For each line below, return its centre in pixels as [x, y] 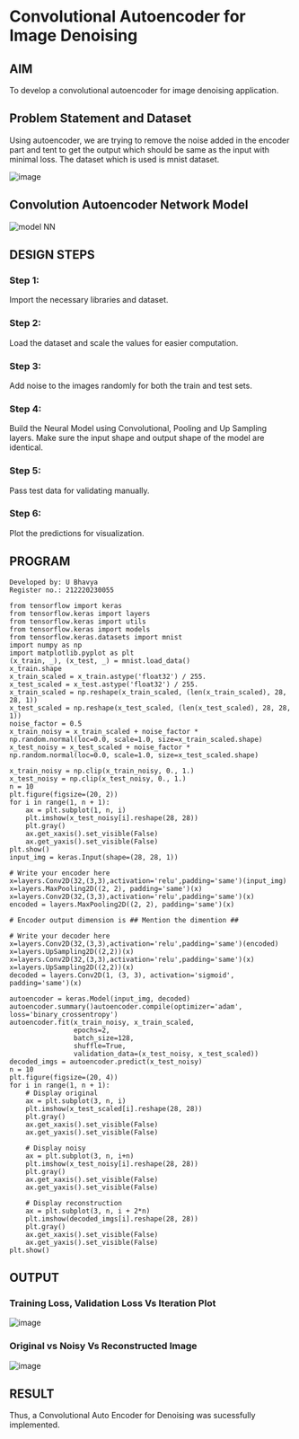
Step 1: [24, 280]
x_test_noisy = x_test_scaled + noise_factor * [100, 747]
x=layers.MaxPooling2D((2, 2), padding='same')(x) [106, 888]
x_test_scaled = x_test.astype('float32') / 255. [104, 684]
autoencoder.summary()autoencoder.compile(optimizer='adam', [126, 1006]
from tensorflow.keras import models [80, 629]
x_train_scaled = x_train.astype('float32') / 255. [108, 676]
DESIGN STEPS [53, 255]
